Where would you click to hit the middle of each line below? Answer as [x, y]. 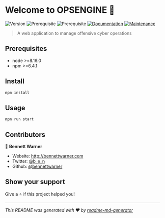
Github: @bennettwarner [37, 166]
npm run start [20, 119]
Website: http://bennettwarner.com [48, 156]
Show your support [35, 182]
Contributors [25, 135]
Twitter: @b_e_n [28, 161]
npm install [17, 93]
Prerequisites [26, 49]
